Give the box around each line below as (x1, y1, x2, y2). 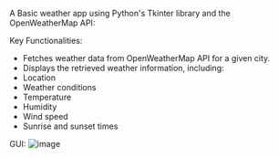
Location (22, 72, 57, 83)
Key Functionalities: (9, 36, 83, 46)
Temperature (22, 91, 72, 102)
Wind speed (22, 111, 68, 121)
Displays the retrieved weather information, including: (22, 63, 225, 73)
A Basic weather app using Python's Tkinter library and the (9, 8, 231, 18)
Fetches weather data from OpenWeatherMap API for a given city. (22, 53, 271, 63)
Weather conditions (22, 82, 97, 92)
